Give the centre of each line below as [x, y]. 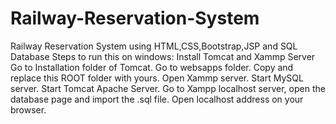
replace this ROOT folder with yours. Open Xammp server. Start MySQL [157, 78]
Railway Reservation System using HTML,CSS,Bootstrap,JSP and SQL [154, 46]
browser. [28, 109]
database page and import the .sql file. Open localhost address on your [157, 99]
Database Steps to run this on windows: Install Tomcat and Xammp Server [163, 56]
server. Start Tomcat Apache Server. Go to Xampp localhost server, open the [168, 88]
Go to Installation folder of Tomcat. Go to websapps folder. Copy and [152, 67]
